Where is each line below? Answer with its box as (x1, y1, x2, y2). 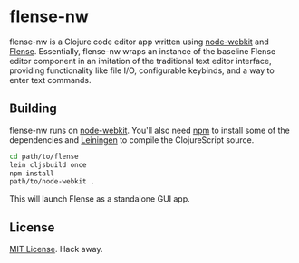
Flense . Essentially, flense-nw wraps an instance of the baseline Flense (9, 45, 276, 56)
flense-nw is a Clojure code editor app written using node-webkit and (9, 36, 269, 47)
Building (9, 101, 57, 117)
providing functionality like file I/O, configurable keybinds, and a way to (9, 65, 275, 76)
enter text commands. (9, 74, 92, 85)
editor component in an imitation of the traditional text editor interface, (9, 55, 272, 66)
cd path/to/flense (9, 152, 79, 161)
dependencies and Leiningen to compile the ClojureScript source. (9, 134, 255, 146)
